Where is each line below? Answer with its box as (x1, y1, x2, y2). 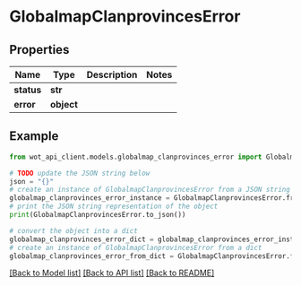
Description (86, 69, 138, 81)
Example (9, 128, 59, 144)
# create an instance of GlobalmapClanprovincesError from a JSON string (9, 186, 291, 195)
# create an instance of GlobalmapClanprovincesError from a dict (9, 243, 262, 252)
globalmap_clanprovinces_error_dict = (9, 235, 154, 244)
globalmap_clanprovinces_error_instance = (9, 194, 170, 203)
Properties (9, 42, 70, 57)
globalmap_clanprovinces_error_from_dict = (9, 251, 175, 261)
